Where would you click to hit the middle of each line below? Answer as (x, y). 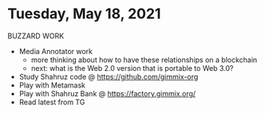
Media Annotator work (56, 51)
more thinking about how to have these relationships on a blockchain (144, 60)
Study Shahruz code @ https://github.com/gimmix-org (109, 76)
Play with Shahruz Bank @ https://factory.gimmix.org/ (107, 93)
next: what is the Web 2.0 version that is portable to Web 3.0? (132, 68)
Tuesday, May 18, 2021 (84, 14)
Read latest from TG (52, 102)
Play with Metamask (52, 85)
